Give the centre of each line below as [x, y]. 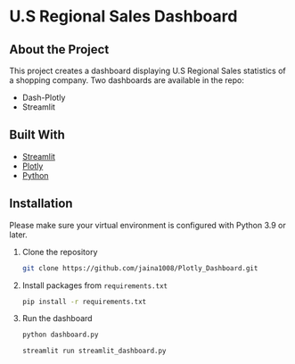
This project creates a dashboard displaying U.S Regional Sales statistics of [148, 70]
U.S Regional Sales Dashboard [123, 17]
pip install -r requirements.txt [84, 302]
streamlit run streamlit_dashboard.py [94, 351]
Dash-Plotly [44, 97]
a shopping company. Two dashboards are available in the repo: [127, 80]
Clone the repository [60, 252]
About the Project [59, 50]
